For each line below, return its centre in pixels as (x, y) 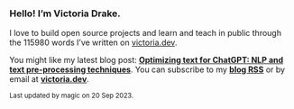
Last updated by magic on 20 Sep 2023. (71, 96)
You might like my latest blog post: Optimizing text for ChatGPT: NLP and (147, 60)
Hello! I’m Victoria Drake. (65, 14)
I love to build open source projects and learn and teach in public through (146, 33)
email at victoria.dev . (50, 79)
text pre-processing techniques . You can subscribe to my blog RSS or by (147, 69)
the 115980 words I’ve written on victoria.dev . (93, 42)
